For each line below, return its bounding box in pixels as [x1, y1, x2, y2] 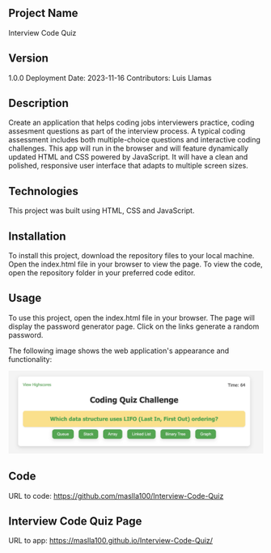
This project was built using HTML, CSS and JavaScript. [8, 206, 195, 215]
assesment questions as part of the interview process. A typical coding [8, 126, 246, 136]
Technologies [8, 184, 79, 198]
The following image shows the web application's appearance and [8, 346, 230, 355]
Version [8, 52, 49, 66]
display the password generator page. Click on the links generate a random [8, 321, 260, 331]
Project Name [8, 6, 78, 20]
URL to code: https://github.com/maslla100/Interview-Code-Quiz [8, 491, 224, 500]
